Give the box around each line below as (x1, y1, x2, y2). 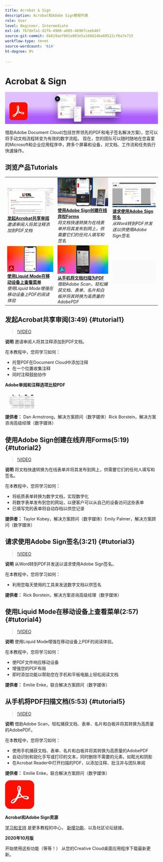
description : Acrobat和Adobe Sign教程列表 (5, 13, 89, 18)
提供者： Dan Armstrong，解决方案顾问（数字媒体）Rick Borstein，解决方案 (5, 414, 157, 420)
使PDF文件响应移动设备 (12, 659, 59, 665)
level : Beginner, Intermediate (5, 23, 68, 28)
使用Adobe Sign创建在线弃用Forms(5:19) (5, 436, 130, 444)
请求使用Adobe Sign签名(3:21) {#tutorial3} (5, 537, 135, 546)
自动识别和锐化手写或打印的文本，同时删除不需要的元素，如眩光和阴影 (12, 753, 153, 760)
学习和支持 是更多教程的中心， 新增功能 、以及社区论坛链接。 (5, 824, 127, 830)
